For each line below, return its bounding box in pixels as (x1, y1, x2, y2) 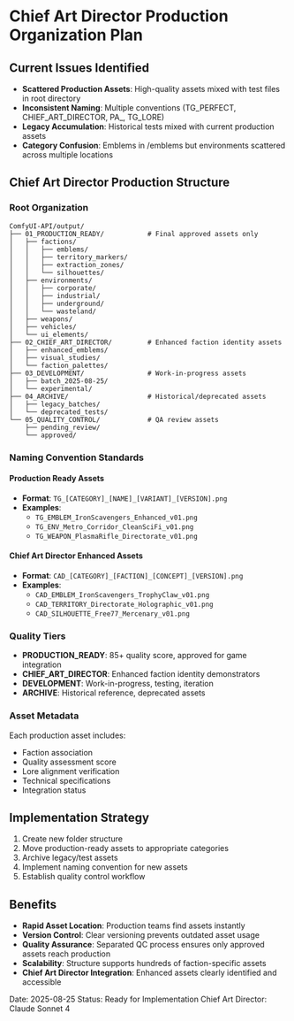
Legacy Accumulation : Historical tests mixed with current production (21, 121, 275, 132)
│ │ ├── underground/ (9, 299, 104, 308)
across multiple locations (21, 150, 113, 160)
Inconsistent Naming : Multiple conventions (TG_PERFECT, (21, 103, 237, 112)
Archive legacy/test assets (21, 852, 118, 864)
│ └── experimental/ (9, 384, 93, 393)
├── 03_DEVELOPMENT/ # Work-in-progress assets (9, 369, 247, 378)
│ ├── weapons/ (9, 314, 73, 324)
